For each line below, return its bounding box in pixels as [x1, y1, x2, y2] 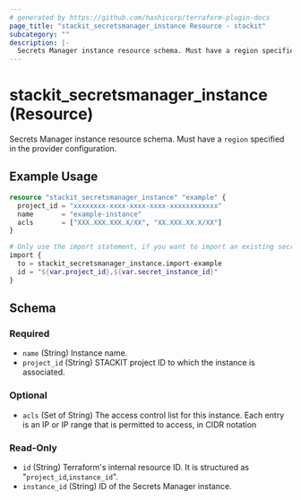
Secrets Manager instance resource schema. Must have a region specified [9, 134, 285, 144]
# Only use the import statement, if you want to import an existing [9, 243, 275, 252]
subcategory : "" [9, 30, 70, 39]
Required [9, 327, 50, 340]
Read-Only [9, 441, 58, 453]
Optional [9, 389, 47, 401]
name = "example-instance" [17, 210, 142, 219]
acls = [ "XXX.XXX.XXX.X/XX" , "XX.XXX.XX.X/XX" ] [17, 218, 222, 227]
